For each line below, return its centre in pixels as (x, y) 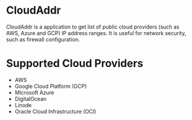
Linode (23, 105)
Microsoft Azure (34, 92)
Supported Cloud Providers (75, 64)
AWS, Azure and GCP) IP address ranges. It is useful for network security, (96, 33)
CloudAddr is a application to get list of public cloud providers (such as (93, 27)
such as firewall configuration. (43, 39)
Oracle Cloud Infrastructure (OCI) (55, 111)
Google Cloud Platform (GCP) (51, 86)
